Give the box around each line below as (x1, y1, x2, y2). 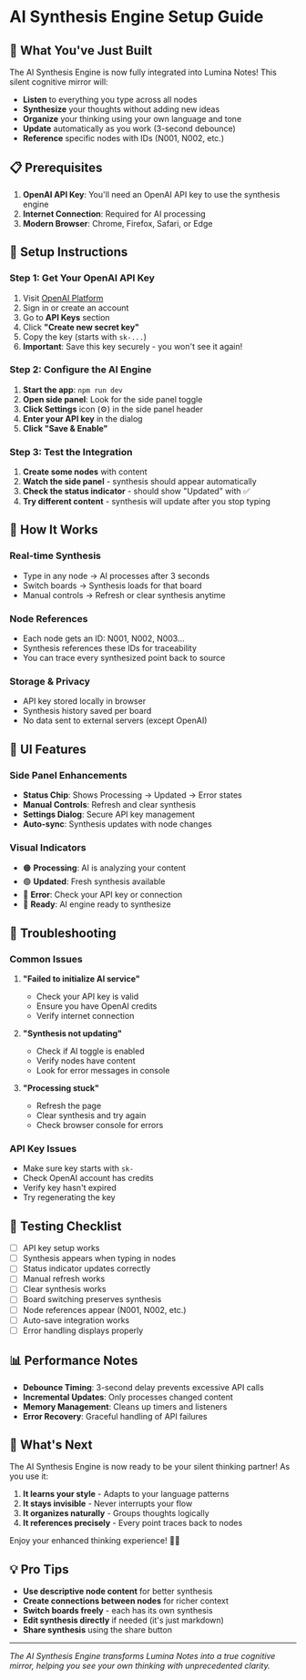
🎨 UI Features (9, 741, 87, 757)
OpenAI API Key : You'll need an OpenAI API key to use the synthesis (22, 188, 280, 199)
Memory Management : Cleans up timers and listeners (22, 1400, 228, 1412)
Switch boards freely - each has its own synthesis (22, 1605, 213, 1616)
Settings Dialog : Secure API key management (22, 809, 196, 820)
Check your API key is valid (36, 991, 139, 1003)
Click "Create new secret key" (22, 321, 139, 332)
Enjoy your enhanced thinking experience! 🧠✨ (9, 1535, 180, 1546)
